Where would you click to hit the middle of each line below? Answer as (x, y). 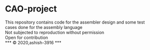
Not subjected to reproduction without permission (55, 32)
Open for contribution (27, 37)
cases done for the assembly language (44, 27)
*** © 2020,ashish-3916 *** (33, 42)
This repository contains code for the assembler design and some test (75, 22)
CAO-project (31, 9)
